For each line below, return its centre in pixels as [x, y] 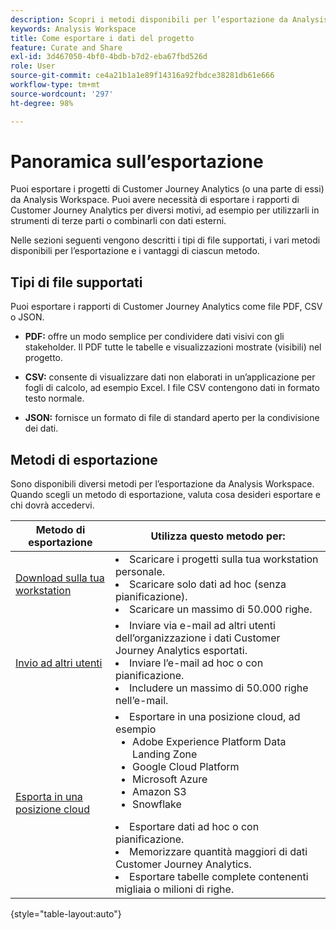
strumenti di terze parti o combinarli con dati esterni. [118, 221]
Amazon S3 [159, 792]
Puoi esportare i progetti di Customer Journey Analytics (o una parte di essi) [167, 189]
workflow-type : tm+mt [55, 85]
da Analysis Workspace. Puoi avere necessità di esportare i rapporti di [155, 200]
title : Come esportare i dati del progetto [102, 38]
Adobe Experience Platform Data [209, 742]
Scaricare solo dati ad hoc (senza [207, 584]
